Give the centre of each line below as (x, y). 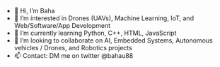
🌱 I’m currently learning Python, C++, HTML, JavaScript (95, 33)
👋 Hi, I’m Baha (34, 11)
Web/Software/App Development (62, 25)
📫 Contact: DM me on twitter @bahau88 (74, 55)
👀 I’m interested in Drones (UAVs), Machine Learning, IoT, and (104, 18)
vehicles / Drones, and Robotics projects (73, 48)
